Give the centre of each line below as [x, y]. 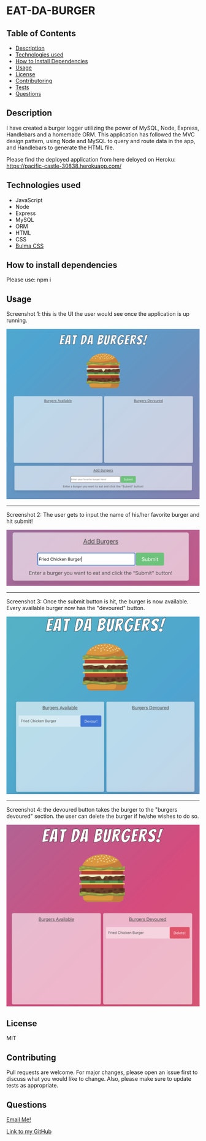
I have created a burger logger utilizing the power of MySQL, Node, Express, [103, 128]
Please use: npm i [29, 280]
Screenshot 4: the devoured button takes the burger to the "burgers [92, 810]
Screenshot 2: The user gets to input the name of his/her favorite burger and [103, 515]
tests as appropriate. [32, 1086]
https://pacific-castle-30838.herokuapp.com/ [64, 166]
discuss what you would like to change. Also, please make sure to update [99, 1079]
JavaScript [29, 200]
